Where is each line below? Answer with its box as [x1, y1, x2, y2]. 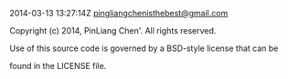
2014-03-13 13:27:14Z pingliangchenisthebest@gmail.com [9, 8, 229, 18]
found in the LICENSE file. [9, 61, 107, 71]
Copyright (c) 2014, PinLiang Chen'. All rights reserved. [9, 25, 217, 35]
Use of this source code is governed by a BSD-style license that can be [9, 43, 279, 54]
